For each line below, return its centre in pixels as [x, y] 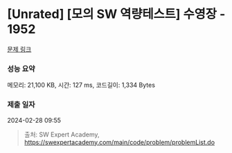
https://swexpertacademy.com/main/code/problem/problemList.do [119, 142]
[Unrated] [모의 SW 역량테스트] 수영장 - [116, 14]
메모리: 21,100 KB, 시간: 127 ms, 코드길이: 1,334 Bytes [81, 85]
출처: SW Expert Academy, [62, 134]
